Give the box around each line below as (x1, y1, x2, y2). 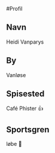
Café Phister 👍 (6, 105, 44, 112)
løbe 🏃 (6, 140, 22, 148)
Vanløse (6, 71, 26, 78)
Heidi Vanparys (6, 38, 44, 45)
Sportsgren (6, 124, 50, 134)
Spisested (6, 89, 45, 99)
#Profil (6, 5, 23, 12)
